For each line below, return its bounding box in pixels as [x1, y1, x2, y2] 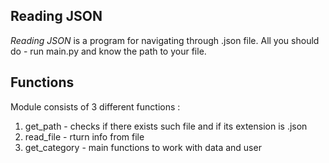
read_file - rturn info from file [24, 130, 145, 143]
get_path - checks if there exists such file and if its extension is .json [24, 120, 308, 132]
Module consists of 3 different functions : [10, 100, 181, 113]
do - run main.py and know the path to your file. [10, 45, 207, 57]
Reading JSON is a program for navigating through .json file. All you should [10, 34, 320, 46]
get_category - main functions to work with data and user [24, 141, 262, 153]
